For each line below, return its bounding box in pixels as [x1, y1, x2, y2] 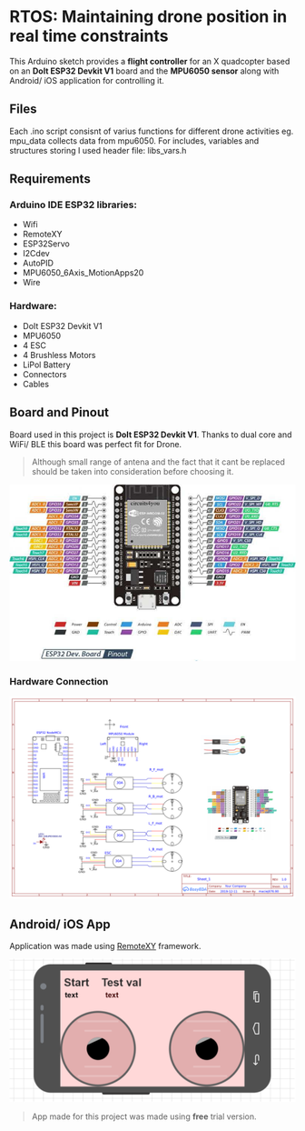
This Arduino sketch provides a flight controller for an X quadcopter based [9, 55, 290, 66]
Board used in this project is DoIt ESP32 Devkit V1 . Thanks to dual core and [9, 429, 292, 440]
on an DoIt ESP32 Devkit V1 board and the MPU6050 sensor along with [9, 65, 280, 76]
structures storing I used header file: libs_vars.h [9, 145, 187, 155]
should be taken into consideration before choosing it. [31, 465, 234, 476]
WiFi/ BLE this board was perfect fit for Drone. [9, 438, 182, 449]
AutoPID [22, 257, 54, 269]
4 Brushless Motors [22, 349, 96, 360]
